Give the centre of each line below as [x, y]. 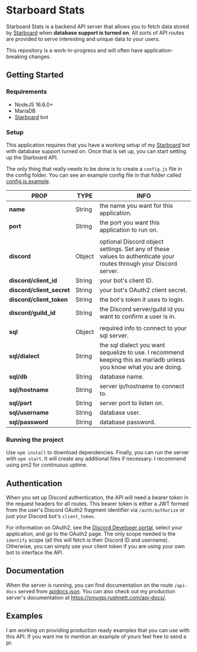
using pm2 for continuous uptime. [47, 465]
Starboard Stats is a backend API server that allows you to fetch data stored [98, 26]
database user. [120, 413]
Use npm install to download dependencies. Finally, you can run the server [98, 452]
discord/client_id [33, 281]
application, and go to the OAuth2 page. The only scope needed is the [91, 534]
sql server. [114, 335]
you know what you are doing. [141, 367]
